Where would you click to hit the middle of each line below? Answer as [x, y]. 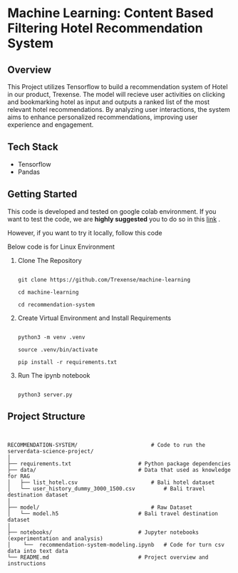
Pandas [29, 172]
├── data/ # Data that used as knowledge [119, 470]
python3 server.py [45, 394]
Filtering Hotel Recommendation [105, 28]
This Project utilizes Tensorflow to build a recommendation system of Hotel [118, 87]
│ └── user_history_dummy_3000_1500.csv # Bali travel [106, 489]
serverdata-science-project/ [51, 451]
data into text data [38, 551]
